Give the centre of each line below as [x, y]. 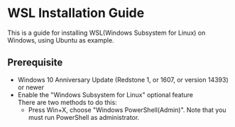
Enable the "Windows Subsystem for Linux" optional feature [105, 94]
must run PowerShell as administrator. [84, 117]
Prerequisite [35, 63]
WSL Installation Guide [76, 13]
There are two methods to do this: [67, 102]
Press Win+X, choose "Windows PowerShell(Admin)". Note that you [127, 110]
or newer [31, 87]
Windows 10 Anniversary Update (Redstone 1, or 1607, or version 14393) [123, 79]
